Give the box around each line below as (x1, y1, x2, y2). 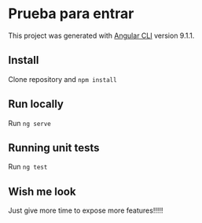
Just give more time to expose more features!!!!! (8, 206, 163, 215)
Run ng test (8, 162, 48, 172)
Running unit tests (8, 141, 100, 154)
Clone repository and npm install (8, 74, 117, 84)
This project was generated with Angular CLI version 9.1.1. (8, 31, 195, 40)
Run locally (8, 98, 64, 111)
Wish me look (8, 184, 76, 198)
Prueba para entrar (8, 5, 134, 23)
